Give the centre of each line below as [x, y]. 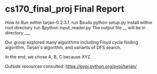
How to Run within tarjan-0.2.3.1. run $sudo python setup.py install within [79, 22]
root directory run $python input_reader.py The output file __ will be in [75, 27]
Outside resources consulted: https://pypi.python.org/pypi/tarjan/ [71, 66]
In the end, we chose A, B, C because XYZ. [48, 56]
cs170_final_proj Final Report [65, 9]
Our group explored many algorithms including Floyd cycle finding [72, 42]
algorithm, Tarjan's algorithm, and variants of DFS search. [63, 47]
